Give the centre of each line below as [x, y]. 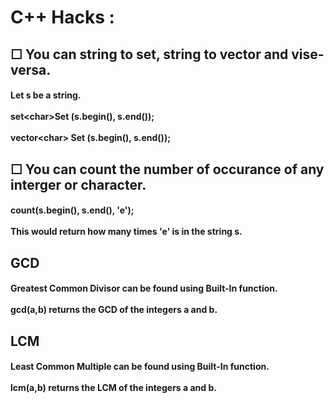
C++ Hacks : [62, 17]
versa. [31, 69]
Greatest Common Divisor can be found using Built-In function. [144, 288]
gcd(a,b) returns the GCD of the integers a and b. [114, 310]
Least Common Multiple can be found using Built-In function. [140, 367]
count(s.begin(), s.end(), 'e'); [72, 210]
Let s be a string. [46, 95]
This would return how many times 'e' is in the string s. [126, 232]
